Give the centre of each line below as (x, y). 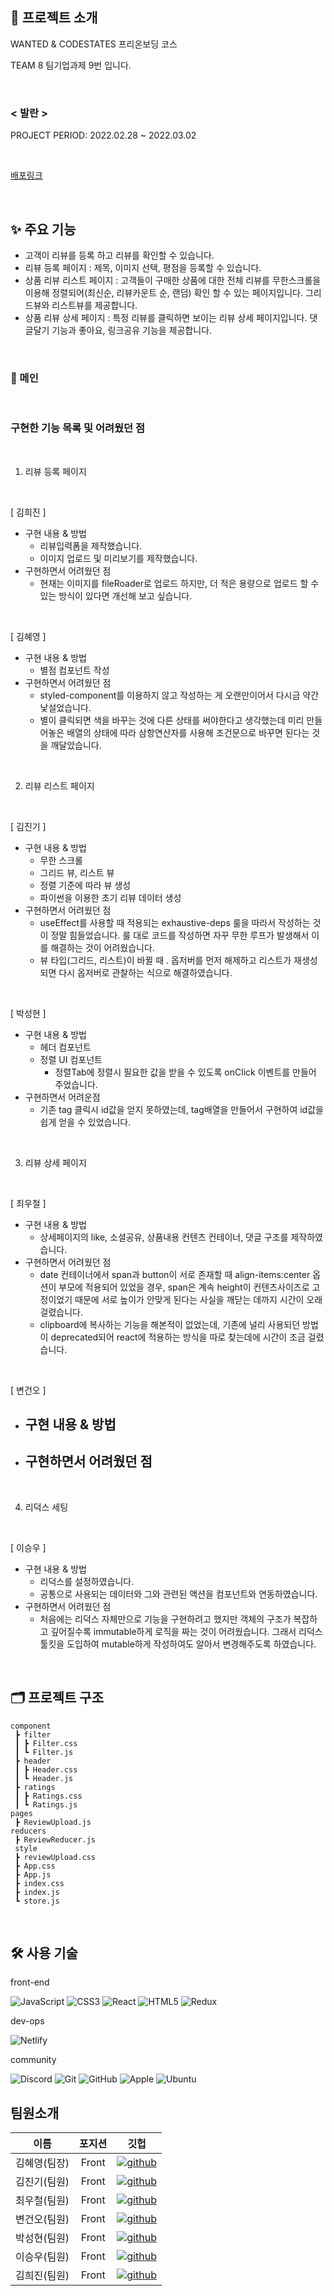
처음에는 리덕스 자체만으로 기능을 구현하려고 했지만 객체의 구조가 (165, 1619)
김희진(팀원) (42, 2276)
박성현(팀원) (42, 2238)
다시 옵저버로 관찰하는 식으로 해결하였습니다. (145, 972)
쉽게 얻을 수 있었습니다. (85, 1122)
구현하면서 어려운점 (62, 1097)
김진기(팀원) (42, 2182)
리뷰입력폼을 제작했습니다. (91, 545)
